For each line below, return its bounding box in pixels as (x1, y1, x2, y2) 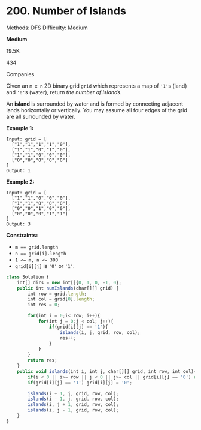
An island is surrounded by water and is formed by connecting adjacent (6, 100, 184, 107)
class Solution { (6, 274, 50, 280)
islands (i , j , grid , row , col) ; (59, 329, 141, 335)
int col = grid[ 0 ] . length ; (28, 296, 95, 302)
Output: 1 (6, 167, 31, 173)
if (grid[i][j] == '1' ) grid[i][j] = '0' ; (28, 380, 133, 386)
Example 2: (6, 178, 35, 185)
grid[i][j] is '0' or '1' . (14, 262, 75, 269)
